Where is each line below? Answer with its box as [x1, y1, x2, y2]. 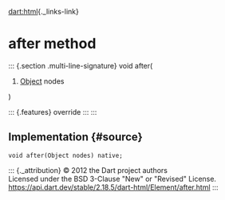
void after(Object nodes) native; [8, 151, 124, 159]
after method [8, 35, 97, 53]
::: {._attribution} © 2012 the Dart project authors [8, 165, 168, 175]
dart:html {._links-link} [8, 7, 80, 16]
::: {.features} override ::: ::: [8, 107, 97, 116]
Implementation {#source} [8, 131, 144, 144]
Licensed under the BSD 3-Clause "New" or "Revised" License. [8, 174, 217, 183]
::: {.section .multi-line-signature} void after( [8, 61, 153, 70]
